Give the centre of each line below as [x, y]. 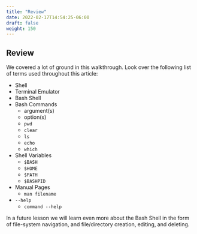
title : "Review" [26, 12]
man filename [40, 194]
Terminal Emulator [37, 92]
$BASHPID [35, 181]
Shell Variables [33, 155]
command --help [43, 207]
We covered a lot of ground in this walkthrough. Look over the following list [99, 67]
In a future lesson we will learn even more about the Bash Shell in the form [98, 218]
